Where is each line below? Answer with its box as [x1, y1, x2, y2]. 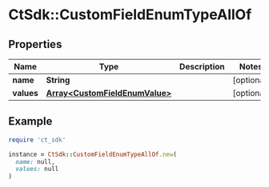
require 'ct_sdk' [8, 136, 66, 144]
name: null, [15, 157, 56, 165]
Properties [8, 38, 62, 51]
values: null [15, 165, 59, 173]
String [46, 74, 70, 86]
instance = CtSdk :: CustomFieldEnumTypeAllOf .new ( [8, 150, 178, 158]
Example [8, 114, 53, 129]
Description [179, 62, 226, 72]
